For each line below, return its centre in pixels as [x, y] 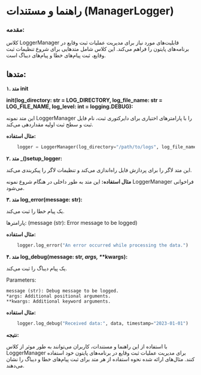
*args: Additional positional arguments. [59, 296]
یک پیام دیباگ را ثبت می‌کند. [37, 269]
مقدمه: [16, 30]
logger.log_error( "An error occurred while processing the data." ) [103, 246]
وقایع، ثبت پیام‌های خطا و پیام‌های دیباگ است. [56, 56]
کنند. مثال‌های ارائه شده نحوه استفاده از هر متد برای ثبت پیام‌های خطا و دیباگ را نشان [100, 359]
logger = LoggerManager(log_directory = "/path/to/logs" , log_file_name [107, 147]
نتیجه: [13, 335]
